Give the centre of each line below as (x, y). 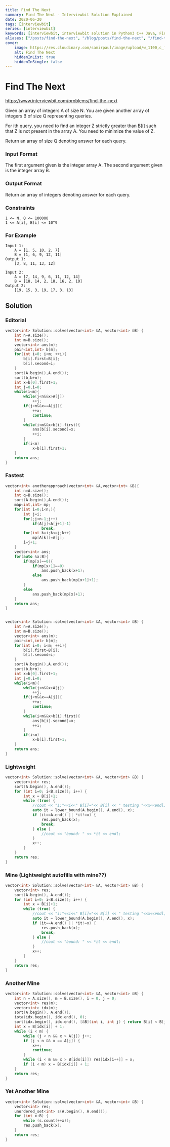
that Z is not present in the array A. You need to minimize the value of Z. (80, 131)
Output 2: (16, 286)
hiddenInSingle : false (38, 62)
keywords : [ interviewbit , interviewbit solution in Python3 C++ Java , (81, 33)
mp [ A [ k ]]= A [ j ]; (48, 538)
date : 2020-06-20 (24, 19)
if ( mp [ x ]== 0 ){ (38, 561)
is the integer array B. (28, 171)
